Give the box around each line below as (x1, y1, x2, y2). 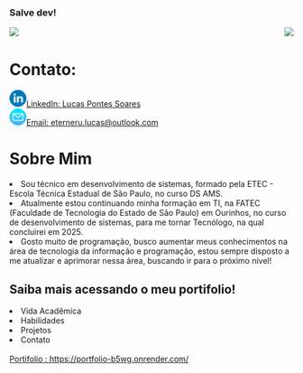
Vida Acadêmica (21, 305, 82, 316)
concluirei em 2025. (9, 227, 84, 238)
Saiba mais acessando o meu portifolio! (9, 282, 236, 297)
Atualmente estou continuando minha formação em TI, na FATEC (21, 198, 262, 209)
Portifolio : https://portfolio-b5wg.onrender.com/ (9, 353, 189, 364)
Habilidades (21, 314, 65, 326)
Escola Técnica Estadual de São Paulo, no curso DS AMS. (9, 188, 224, 200)
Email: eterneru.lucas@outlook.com (26, 117, 159, 128)
